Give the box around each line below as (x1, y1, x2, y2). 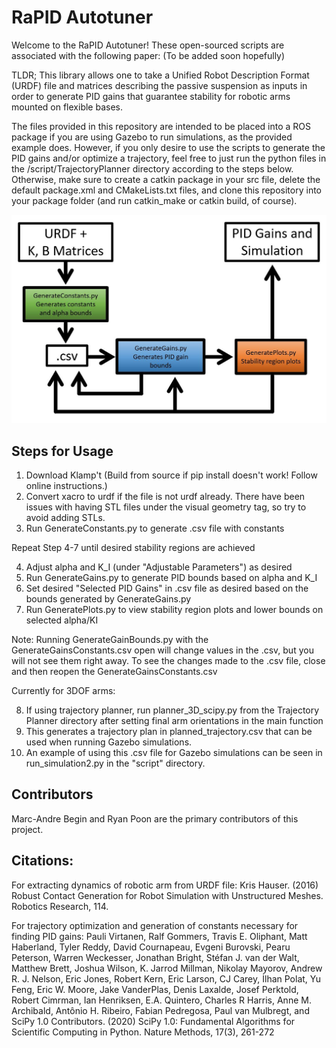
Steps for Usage (11, 442, 114, 460)
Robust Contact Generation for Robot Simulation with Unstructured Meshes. (11, 889, 324, 901)
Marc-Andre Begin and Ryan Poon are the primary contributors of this (11, 812, 299, 825)
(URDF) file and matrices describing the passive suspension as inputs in (11, 79, 308, 91)
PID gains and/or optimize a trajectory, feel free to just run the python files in (11, 152, 327, 164)
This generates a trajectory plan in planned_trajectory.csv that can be (25, 725, 313, 737)
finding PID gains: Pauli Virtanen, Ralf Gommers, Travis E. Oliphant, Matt (11, 930, 308, 942)
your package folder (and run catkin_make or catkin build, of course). (11, 194, 298, 206)
